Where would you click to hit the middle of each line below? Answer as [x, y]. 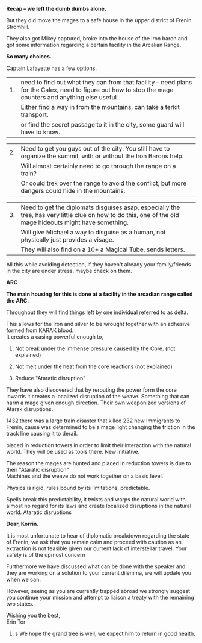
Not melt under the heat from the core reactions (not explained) [93, 366]
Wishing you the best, [33, 615]
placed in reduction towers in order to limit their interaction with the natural [99, 445]
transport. [35, 115]
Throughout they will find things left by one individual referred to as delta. [97, 312]
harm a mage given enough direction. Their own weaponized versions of [96, 403]
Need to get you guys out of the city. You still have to [95, 149]
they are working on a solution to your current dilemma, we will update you [99, 573]
